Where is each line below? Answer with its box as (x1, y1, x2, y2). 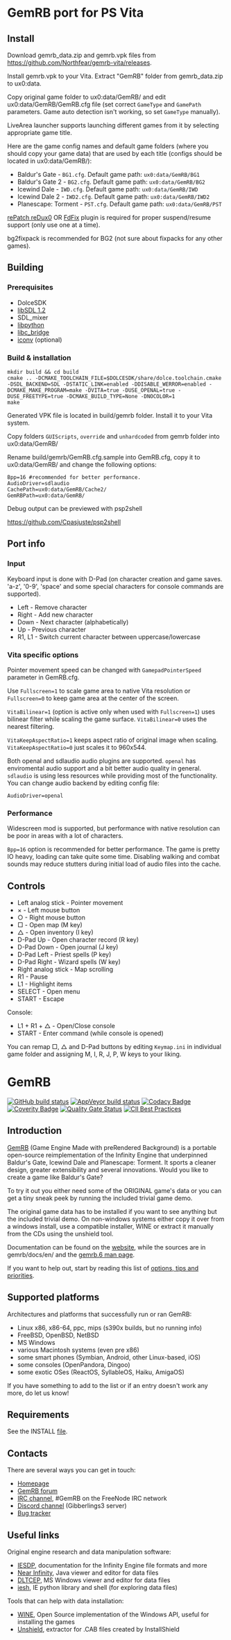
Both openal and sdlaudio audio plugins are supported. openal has (7, 757, 196, 765)
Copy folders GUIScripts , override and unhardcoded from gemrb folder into (7, 432, 220, 440)
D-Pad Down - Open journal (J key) (17, 943, 119, 952)
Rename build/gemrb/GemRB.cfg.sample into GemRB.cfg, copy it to (7, 452, 200, 461)
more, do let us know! (7, 1389, 69, 1397)
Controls (7, 880, 46, 892)
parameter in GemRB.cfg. (7, 673, 80, 681)
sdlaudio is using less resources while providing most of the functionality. (7, 771, 218, 780)
